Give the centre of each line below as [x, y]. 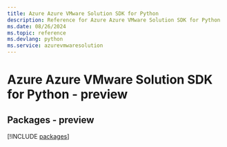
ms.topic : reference [37, 33]
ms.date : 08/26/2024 [37, 26]
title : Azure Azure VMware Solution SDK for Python [83, 13]
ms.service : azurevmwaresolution [55, 46]
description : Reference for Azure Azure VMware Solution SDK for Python [114, 20]
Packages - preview [51, 120]
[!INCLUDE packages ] [38, 136]
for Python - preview [67, 95]
